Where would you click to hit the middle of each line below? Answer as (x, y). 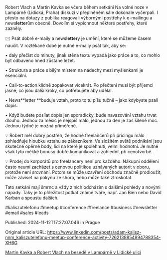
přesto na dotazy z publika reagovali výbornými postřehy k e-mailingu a (79, 18)
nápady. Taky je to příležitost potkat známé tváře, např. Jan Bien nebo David (83, 192)
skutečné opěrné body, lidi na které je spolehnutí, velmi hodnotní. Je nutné (82, 146)
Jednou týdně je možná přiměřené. (41, 126)
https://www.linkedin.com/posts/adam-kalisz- (94, 232)
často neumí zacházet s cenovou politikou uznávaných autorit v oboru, (78, 167)
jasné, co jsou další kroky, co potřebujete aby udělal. (59, 90)
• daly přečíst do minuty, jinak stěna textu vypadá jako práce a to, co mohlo (83, 55)
